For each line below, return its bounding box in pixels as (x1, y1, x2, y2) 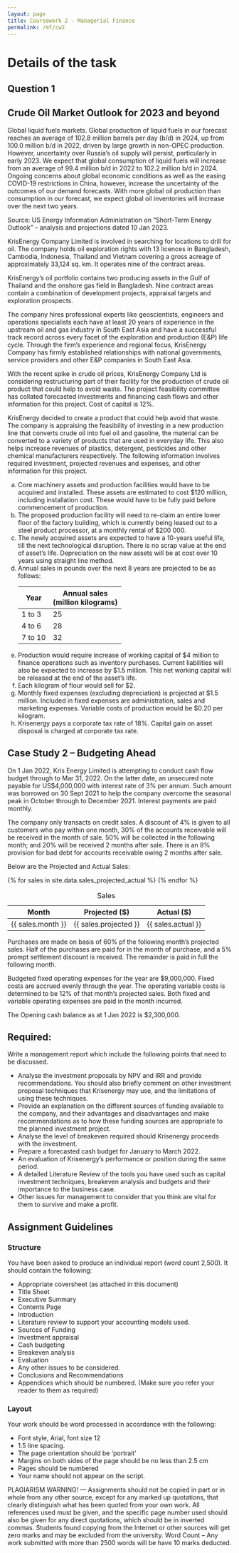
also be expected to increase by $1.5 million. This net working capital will (17, 666, 231, 674)
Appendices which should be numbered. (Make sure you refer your (17, 1378, 215, 1387)
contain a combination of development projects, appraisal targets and (7, 288, 211, 297)
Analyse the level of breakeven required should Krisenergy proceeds (17, 1132, 219, 1141)
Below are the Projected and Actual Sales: (7, 862, 130, 870)
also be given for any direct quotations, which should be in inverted (7, 1516, 205, 1524)
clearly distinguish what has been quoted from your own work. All (7, 1501, 201, 1509)
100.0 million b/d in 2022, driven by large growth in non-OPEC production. (7, 141, 225, 150)
